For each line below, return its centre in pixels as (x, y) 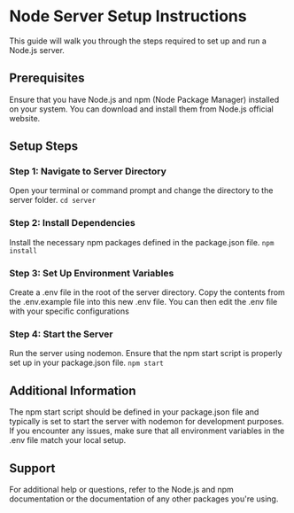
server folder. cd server (53, 200)
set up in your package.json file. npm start (86, 363)
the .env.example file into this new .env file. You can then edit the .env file (143, 302)
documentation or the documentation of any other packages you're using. (144, 499)
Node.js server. (37, 50)
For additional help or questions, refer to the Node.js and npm (122, 489)
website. (25, 118)
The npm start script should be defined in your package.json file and (134, 412)
